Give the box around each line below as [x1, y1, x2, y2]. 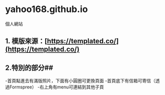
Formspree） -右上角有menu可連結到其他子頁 [9, 84, 104, 90]
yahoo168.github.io [5, 4, 88, 15]
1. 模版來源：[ [5, 37, 48, 46]
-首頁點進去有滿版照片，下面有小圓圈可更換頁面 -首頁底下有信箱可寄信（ [5, 78, 155, 84]
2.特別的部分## [5, 63, 54, 72]
